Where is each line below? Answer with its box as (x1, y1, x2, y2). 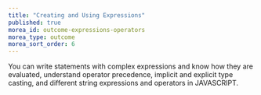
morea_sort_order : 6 (8, 40, 76, 48)
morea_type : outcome (8, 33, 76, 41)
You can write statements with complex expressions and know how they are (8, 62, 253, 71)
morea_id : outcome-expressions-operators (8, 26, 146, 33)
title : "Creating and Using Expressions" (8, 11, 146, 19)
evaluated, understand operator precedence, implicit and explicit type (8, 70, 234, 79)
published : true (8, 19, 61, 26)
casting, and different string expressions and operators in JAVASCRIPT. (8, 79, 239, 88)
